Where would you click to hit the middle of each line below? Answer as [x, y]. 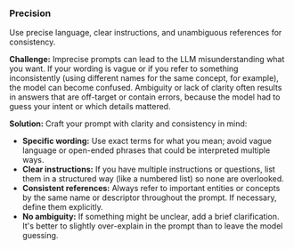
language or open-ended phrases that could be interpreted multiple [146, 150]
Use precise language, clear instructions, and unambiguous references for [146, 33]
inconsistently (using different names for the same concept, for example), [144, 78]
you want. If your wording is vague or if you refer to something [124, 68]
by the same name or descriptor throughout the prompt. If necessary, [149, 197]
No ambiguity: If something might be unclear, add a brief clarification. [151, 217]
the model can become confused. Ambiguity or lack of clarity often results [146, 88]
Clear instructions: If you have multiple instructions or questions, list [149, 169]
